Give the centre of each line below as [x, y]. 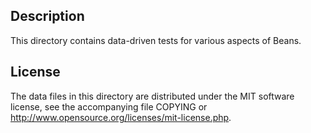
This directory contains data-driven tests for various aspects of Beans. [156, 40]
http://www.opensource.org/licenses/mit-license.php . [121, 117]
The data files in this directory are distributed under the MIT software [152, 96]
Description [47, 16]
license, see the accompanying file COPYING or [109, 106]
